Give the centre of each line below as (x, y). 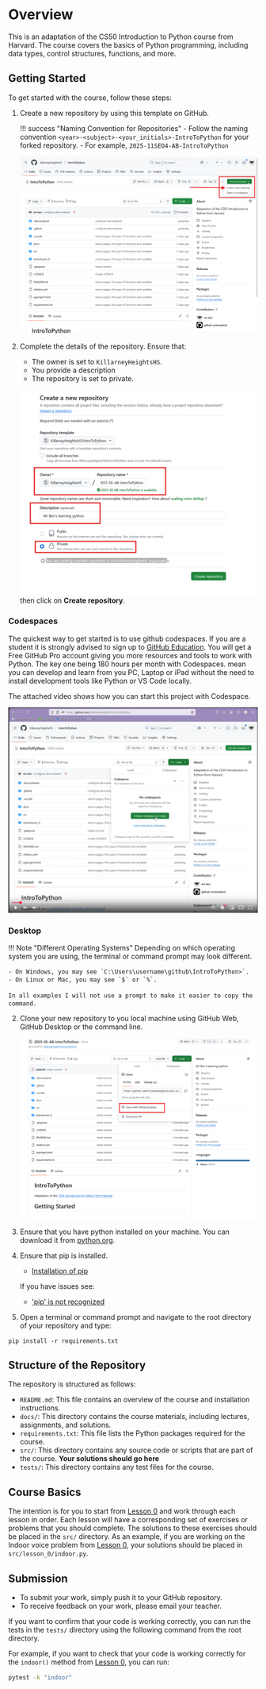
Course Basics (45, 1492)
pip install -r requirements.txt (63, 1341)
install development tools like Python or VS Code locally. (100, 681)
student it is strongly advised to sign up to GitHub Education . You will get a (130, 647)
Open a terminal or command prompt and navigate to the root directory (135, 1317)
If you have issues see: (57, 1286)
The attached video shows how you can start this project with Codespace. (129, 696)
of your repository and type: (65, 1325)
